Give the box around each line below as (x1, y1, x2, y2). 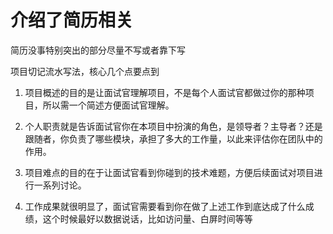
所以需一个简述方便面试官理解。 (42, 99, 175, 111)
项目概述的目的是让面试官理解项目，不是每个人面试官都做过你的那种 (24, 86, 306, 98)
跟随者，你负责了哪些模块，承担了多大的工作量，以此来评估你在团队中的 (24, 132, 323, 145)
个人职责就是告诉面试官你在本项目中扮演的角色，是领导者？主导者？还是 (24, 120, 323, 132)
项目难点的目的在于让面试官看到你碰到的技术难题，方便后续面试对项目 (24, 166, 315, 178)
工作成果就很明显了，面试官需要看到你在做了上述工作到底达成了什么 (24, 200, 306, 212)
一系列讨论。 (33, 179, 87, 191)
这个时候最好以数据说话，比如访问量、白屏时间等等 (42, 212, 253, 225)
